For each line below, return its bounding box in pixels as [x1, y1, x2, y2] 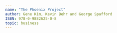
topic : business [5, 20, 39, 26]
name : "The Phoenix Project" [5, 7, 66, 12]
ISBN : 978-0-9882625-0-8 [5, 16, 57, 21]
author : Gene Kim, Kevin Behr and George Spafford [5, 12, 113, 16]
